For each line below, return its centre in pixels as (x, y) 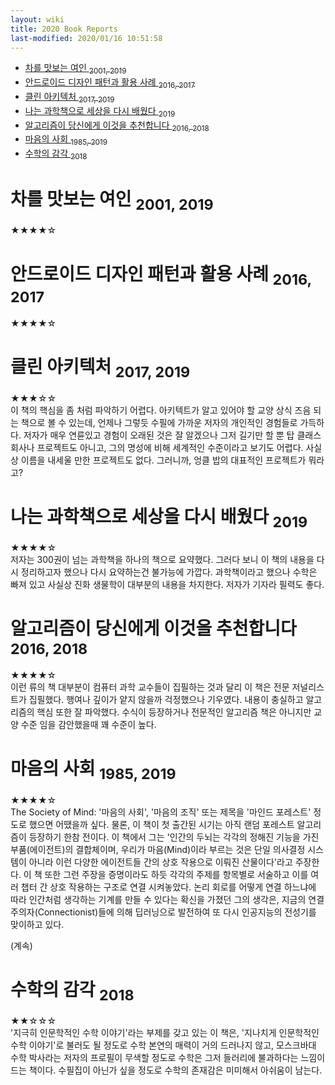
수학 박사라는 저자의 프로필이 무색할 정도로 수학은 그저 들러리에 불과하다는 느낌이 (168, 1058)
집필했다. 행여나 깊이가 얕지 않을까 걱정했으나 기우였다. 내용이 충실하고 (166, 700)
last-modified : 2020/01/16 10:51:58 (86, 38)
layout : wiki (37, 19)
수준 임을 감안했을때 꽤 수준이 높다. (88, 725)
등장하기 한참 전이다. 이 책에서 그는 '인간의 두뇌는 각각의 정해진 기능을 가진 (174, 837)
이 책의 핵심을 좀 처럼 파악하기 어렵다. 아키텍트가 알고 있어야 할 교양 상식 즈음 (161, 410)
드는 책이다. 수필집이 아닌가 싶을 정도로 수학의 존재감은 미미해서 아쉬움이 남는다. (166, 1070)
